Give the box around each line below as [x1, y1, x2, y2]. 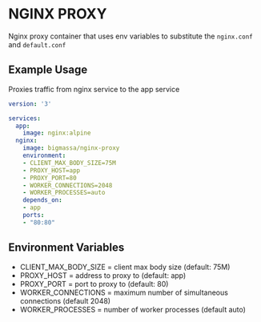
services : [8, 114, 42, 123]
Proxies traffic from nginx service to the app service [8, 84, 180, 94]
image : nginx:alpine [22, 129, 91, 137]
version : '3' [8, 99, 52, 108]
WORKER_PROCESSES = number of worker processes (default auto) [19, 304, 247, 314]
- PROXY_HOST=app [22, 166, 81, 175]
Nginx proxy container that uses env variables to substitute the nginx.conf [8, 31, 254, 41]
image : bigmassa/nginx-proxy [22, 144, 120, 152]
